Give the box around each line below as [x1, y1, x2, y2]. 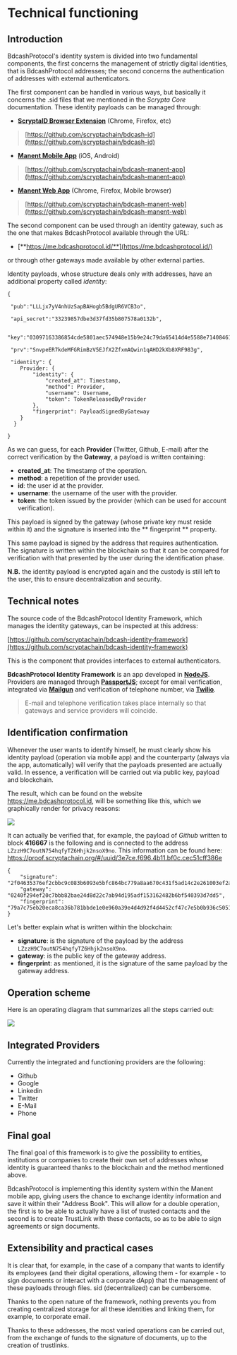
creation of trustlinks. [7, 1341, 69, 1349]
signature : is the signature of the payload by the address [17, 937, 183, 945]
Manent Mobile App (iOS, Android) [17, 152, 120, 159]
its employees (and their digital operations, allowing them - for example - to [7, 1268, 226, 1277]
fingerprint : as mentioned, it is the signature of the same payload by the [17, 958, 228, 968]
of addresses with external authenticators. [7, 74, 130, 83]
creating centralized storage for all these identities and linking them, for [7, 1304, 215, 1313]
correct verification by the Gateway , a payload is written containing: [7, 453, 206, 461]
